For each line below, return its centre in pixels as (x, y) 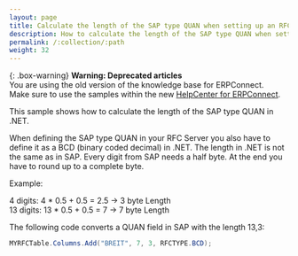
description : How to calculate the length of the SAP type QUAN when (141, 34)
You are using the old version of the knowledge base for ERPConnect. (137, 85)
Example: (26, 183)
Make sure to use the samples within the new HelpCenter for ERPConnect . (145, 95)
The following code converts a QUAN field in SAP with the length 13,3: (137, 228)
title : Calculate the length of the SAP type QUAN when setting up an (142, 26)
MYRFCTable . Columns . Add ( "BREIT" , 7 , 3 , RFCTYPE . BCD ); (111, 244)
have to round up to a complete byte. (77, 167)
